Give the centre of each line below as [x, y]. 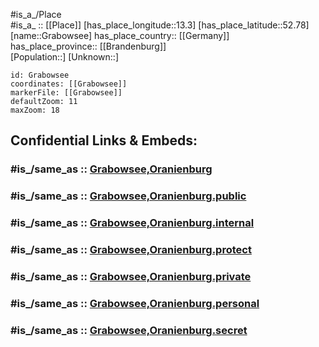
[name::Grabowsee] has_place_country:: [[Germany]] [120, 35]
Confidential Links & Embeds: [104, 140]
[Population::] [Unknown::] [65, 57]
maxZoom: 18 [35, 110]
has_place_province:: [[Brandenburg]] [88, 46]
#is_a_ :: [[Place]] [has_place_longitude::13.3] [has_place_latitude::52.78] [160, 25]
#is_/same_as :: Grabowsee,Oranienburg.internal [132, 223]
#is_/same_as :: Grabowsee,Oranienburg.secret [129, 330]
